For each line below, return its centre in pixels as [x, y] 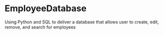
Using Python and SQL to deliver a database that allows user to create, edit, [82, 22]
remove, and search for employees [40, 27]
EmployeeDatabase [46, 9]
